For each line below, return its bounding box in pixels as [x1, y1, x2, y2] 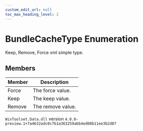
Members [5, 64, 36, 72]
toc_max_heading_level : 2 [5, 12, 59, 17]
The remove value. [33, 103, 76, 110]
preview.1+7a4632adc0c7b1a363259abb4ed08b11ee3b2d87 [5, 121, 117, 127]
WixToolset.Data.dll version [5, 116, 64, 122]
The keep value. [33, 95, 71, 102]
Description [40, 79, 69, 86]
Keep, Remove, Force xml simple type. [5, 50, 83, 56]
